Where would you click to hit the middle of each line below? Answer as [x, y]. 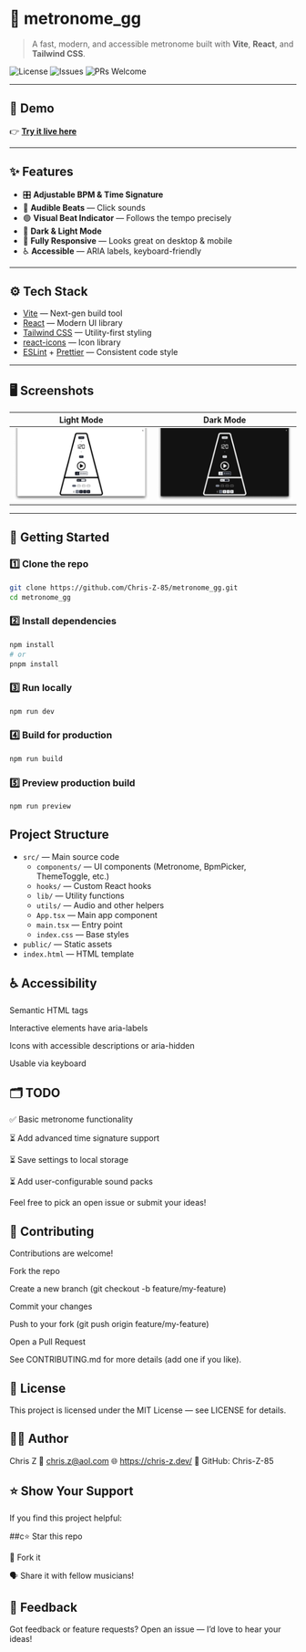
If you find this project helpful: [66, 1518]
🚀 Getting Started [60, 538]
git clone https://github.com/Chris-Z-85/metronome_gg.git [124, 588]
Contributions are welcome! [61, 1253]
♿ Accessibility [53, 983]
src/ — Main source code [71, 856]
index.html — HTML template [78, 954]
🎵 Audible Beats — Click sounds [84, 207]
